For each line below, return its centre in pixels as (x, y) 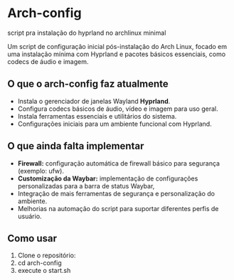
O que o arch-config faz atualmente (88, 84)
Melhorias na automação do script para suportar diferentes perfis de (118, 208)
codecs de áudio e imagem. (48, 61)
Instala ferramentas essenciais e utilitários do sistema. (97, 116)
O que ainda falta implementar (76, 146)
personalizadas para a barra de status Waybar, (86, 185)
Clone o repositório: (47, 255)
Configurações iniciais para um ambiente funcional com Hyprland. (115, 124)
